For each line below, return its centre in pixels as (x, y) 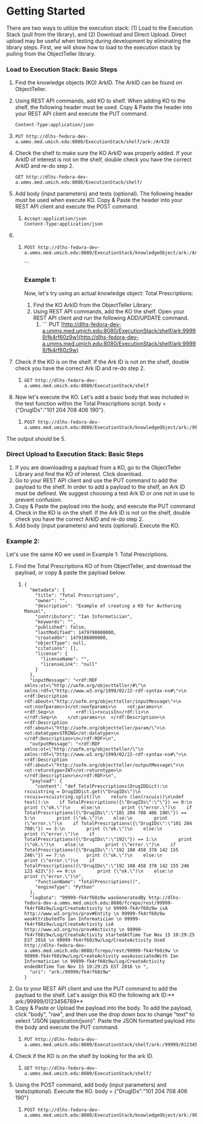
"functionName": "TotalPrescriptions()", (88, 882)
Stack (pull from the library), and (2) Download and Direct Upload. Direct (96, 34)
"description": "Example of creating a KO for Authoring (108, 606)
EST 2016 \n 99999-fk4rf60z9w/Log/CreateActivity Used (94, 940)
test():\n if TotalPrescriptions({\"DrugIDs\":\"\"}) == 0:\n (108, 802)
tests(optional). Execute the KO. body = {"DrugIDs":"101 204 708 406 (101, 1091)
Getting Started (46, 11)
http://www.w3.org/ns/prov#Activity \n (74, 930)
